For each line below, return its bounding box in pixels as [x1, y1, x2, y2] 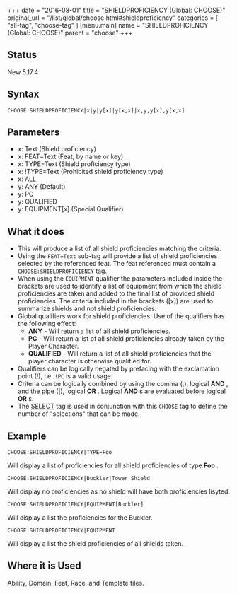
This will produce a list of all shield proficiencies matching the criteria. [17, 244, 221, 253]
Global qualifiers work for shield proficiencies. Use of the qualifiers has [17, 312, 225, 320]
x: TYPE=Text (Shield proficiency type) [17, 160, 131, 168]
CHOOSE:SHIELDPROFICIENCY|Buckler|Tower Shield [7, 475, 151, 482]
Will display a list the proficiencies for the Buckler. [7, 513, 153, 522]
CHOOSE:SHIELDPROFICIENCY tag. [17, 267, 108, 275]
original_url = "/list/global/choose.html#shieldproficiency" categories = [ [7, 13, 218, 22]
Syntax [7, 88, 40, 100]
